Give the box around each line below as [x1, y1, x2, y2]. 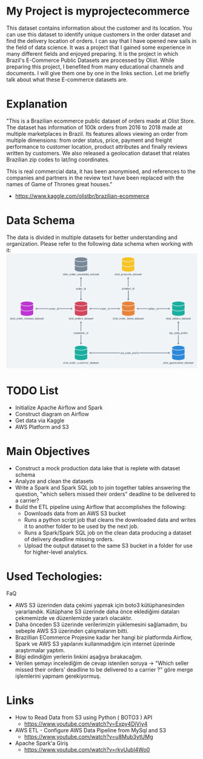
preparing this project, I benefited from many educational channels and [6, 62, 184, 70]
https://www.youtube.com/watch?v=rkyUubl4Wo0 [24, 746, 150, 754]
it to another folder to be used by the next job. [24, 523, 139, 530]
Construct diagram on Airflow [15, 411, 89, 418]
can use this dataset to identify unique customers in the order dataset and [6, 30, 191, 38]
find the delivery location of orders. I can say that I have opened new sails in [6, 37, 197, 44]
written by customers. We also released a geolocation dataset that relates [6, 149, 190, 157]
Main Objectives [6, 445, 90, 459]
